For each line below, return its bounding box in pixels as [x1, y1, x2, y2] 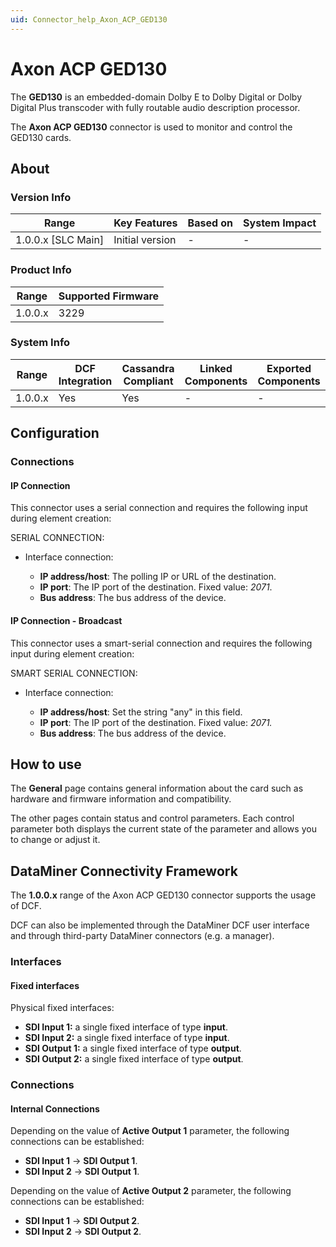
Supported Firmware [58, 289, 160, 303]
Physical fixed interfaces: [10, 1002, 115, 1014]
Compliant [123, 374, 174, 388]
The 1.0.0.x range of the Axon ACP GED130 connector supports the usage [10, 889, 317, 901]
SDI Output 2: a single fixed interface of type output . [24, 1053, 244, 1065]
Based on [187, 216, 234, 230]
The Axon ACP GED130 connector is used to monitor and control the [10, 121, 293, 133]
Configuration [10, 425, 100, 442]
